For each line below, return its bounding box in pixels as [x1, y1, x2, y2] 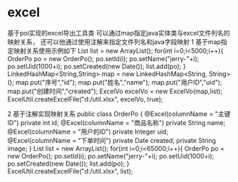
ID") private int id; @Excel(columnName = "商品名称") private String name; [7, 118, 226, 127]
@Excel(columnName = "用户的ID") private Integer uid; [7, 127, 169, 136]
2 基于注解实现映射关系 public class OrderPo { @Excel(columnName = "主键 [7, 109, 231, 118]
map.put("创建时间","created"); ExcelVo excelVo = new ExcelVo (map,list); [7, 87, 223, 95]
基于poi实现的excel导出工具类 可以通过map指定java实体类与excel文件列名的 [7, 28, 230, 37]
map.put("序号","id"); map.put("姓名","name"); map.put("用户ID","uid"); [15, 77, 222, 86]
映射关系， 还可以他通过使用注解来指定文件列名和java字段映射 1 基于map [7, 37, 221, 46]
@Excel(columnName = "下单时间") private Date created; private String [7, 136, 216, 144]
